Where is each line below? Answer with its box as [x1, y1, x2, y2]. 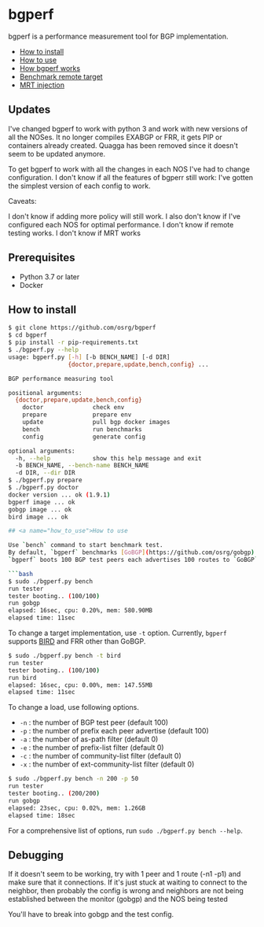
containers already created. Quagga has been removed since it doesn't [8, 140, 238, 150]
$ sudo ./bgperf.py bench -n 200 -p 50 [8, 775, 139, 783]
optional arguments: [8, 447, 76, 455]
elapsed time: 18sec [8, 811, 76, 819]
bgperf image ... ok [8, 498, 76, 506]
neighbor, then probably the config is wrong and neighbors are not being [8, 886, 244, 896]
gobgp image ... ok [8, 505, 72, 513]
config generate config [22, 433, 146, 441]
